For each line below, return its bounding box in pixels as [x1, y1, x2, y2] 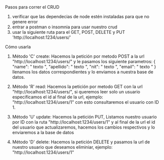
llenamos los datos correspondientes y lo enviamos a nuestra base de [12, 69, 153, 75]
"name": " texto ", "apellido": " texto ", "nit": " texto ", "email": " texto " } [12, 64, 157, 69]
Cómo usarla [5, 44, 31, 49]
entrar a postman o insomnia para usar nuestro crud [12, 24, 117, 30]
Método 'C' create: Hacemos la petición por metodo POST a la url [12, 53, 145, 59]
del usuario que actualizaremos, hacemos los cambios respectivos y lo [12, 124, 155, 130]
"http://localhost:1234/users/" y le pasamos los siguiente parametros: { [12, 59, 156, 64]
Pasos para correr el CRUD [5, 4, 60, 10]
